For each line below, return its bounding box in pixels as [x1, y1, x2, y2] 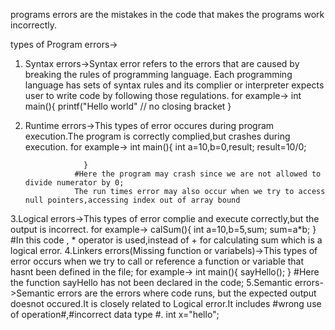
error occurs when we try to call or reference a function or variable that [10, 255, 305, 267]
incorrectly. [10, 19, 58, 31]
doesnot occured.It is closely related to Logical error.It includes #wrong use [10, 298, 322, 309]
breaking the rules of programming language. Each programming [24, 69, 293, 80]
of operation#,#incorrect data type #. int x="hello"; [10, 309, 220, 320]
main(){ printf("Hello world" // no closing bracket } [24, 100, 232, 112]
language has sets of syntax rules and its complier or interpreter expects [24, 79, 325, 91]
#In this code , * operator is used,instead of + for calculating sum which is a [10, 234, 323, 246]
